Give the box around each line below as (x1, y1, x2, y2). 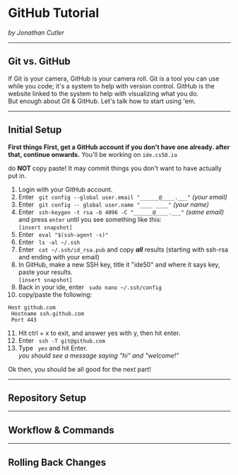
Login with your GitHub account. (18, 185, 113, 194)
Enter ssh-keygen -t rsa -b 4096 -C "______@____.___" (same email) (18, 207, 225, 216)
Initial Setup (8, 124, 62, 136)
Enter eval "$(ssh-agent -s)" (18, 230, 109, 238)
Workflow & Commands (8, 424, 115, 436)
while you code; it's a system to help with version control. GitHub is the (8, 81, 215, 90)
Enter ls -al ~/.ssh (18, 237, 81, 246)
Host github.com (8, 304, 56, 311)
